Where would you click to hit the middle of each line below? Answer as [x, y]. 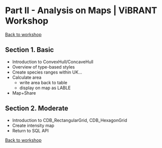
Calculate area [27, 77]
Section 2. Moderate [37, 109]
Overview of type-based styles [43, 67]
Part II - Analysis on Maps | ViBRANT [81, 11]
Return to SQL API [30, 130]
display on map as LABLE [45, 88]
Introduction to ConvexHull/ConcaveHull [53, 62]
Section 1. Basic [30, 50]
